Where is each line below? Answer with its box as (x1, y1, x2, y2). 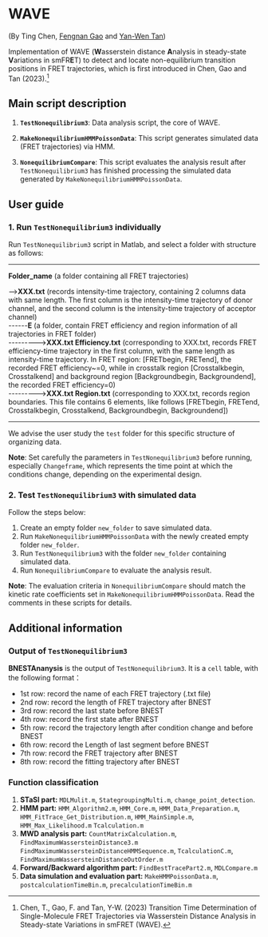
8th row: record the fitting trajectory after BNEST (19, 757, 180, 767)
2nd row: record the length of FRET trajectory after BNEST (19, 697, 212, 708)
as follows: (8, 249, 44, 258)
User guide (8, 197, 64, 211)
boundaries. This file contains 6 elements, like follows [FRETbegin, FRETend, (8, 397, 260, 407)
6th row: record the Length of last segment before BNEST (19, 740, 210, 750)
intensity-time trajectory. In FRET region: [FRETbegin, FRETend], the (8, 355, 232, 365)
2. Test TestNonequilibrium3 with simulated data (8, 489, 197, 500)
